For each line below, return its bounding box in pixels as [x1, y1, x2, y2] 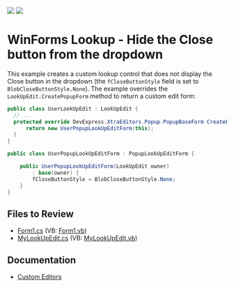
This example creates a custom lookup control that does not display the [7, 70, 212, 78]
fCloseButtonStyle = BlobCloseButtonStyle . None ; [32, 176, 176, 183]
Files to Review [7, 208, 75, 219]
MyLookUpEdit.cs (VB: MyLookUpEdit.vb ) [17, 234, 138, 242]
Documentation [7, 254, 77, 266]
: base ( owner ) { [32, 169, 79, 176]
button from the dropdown [7, 47, 164, 63]
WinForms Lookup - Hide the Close [7, 32, 214, 48]
